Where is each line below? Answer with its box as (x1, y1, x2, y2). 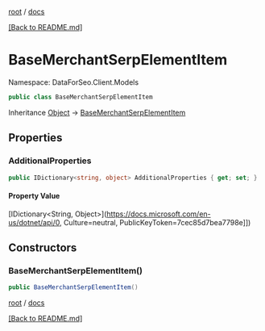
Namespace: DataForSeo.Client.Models (8, 77, 139, 87)
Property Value (8, 191, 60, 200)
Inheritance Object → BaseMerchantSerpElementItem (8, 107, 186, 117)
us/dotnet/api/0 (8, 217, 60, 227)
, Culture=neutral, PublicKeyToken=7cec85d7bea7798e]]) (59, 217, 251, 227)
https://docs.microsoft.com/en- (106, 209, 211, 219)
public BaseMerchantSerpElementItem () (8, 283, 139, 291)
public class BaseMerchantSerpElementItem (8, 93, 153, 101)
